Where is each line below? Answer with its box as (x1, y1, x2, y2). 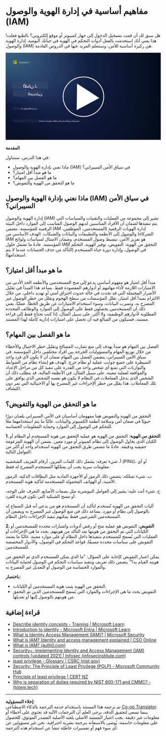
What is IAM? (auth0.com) (12, 643, 66, 648)
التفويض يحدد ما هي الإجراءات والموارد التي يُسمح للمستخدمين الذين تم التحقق (12, 589, 157, 595)
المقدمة (5, 144, 20, 151)
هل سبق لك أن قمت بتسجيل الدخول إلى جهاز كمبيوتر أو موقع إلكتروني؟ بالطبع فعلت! (5, 32, 161, 38)
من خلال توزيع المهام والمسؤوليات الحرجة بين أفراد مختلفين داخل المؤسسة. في (5, 349, 151, 355)
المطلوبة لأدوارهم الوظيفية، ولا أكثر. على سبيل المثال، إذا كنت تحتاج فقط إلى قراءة (5, 311, 157, 317)
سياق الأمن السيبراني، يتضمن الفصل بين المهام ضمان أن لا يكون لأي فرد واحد (5, 354, 147, 360)
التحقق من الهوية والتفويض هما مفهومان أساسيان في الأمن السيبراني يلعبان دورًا (5, 413, 152, 419)
